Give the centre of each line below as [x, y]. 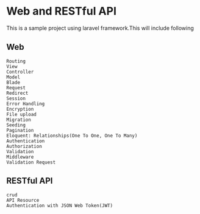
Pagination [20, 130]
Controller [20, 72]
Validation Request [31, 162]
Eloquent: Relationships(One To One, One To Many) [72, 136]
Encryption [20, 109]
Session [16, 98]
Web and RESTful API [62, 11]
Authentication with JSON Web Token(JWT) [60, 205]
